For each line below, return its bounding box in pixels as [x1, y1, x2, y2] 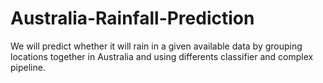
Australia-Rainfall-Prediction [10, 7, 255, 30]
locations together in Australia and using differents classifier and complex [10, 50, 314, 62]
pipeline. [10, 61, 46, 73]
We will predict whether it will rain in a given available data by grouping [10, 40, 303, 52]
